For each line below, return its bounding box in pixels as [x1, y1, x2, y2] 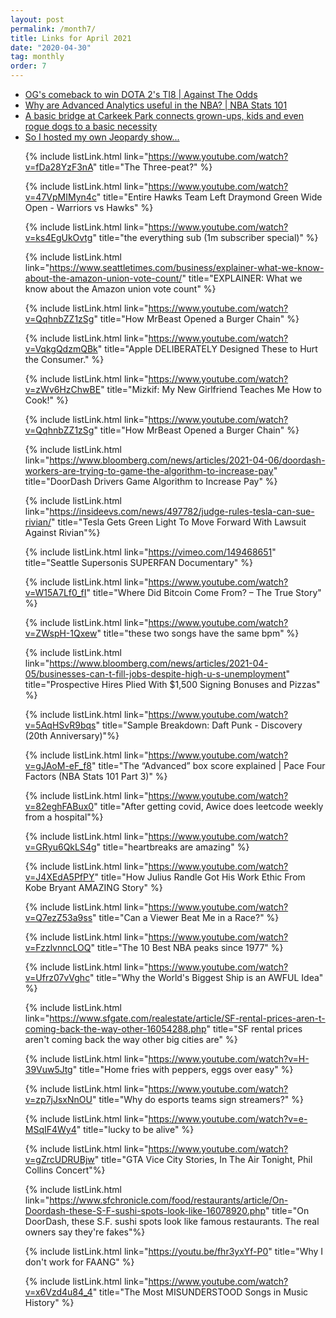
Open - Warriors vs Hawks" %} [24, 202, 154, 213]
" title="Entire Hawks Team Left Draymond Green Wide [96, 191, 323, 203]
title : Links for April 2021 [10, 33, 132, 43]
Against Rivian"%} [24, 527, 101, 538]
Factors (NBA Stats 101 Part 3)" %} [24, 771, 168, 782]
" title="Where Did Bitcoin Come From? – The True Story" [86, 587, 322, 598]
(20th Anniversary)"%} [24, 730, 120, 741]
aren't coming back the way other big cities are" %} [24, 1034, 238, 1045]
